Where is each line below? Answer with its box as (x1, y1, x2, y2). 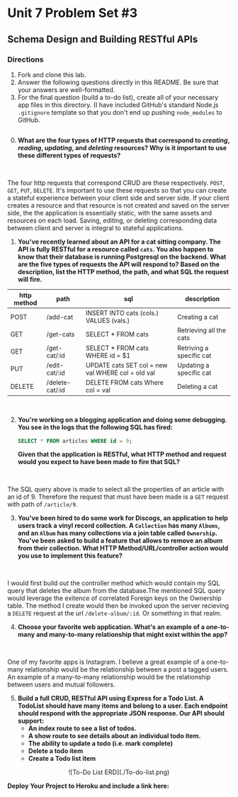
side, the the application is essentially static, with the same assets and (7, 209, 212, 217)
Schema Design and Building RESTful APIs (7, 33, 198, 45)
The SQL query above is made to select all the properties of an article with (7, 485, 225, 494)
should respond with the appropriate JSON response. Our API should (17, 709, 225, 718)
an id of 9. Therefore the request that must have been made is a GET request (7, 492, 229, 501)
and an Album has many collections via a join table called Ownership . (17, 529, 217, 538)
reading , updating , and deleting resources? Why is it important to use (17, 144, 227, 152)
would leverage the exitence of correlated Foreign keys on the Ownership (7, 594, 222, 603)
